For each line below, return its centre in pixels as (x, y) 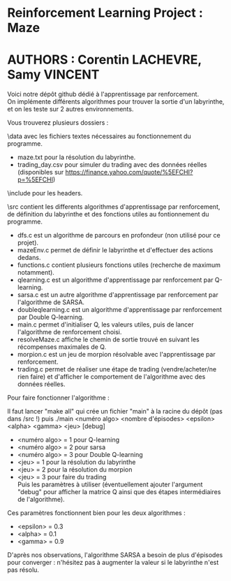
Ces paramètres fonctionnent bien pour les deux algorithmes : (97, 513)
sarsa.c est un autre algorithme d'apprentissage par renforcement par (118, 295)
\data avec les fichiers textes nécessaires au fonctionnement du (99, 136)
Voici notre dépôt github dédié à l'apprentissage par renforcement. (103, 94)
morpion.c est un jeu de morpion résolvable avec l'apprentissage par (116, 355)
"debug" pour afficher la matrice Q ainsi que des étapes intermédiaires (119, 492)
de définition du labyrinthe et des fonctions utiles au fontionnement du (108, 214)
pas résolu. (23, 570)
